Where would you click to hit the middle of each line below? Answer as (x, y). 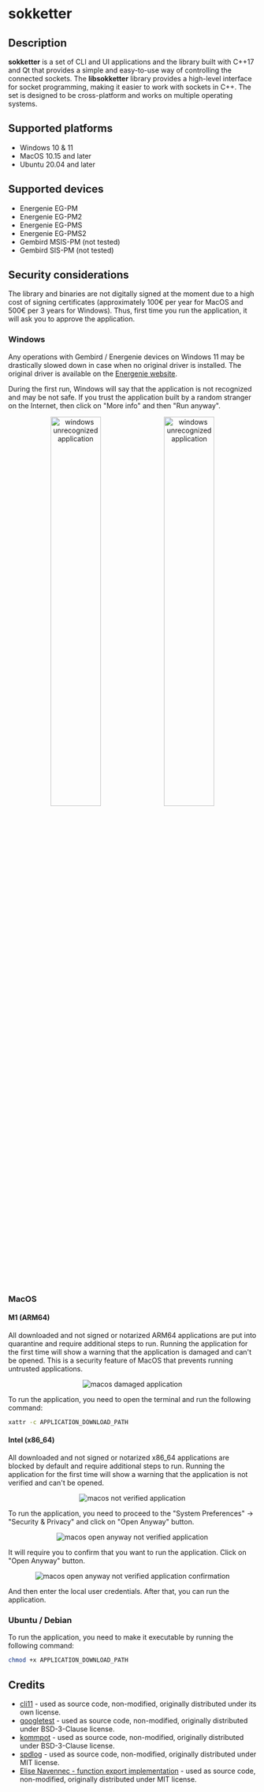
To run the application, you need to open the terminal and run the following (130, 1399)
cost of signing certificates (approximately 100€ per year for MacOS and (126, 302)
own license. (40, 1712)
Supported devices (56, 189)
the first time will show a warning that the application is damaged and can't (130, 1351)
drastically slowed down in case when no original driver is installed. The (125, 365)
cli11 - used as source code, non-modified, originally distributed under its (138, 1704)
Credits (27, 1685)
